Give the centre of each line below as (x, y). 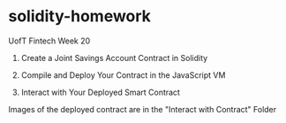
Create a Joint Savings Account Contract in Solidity (114, 58)
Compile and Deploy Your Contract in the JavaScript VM (123, 75)
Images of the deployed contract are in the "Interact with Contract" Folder (143, 109)
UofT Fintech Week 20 (49, 41)
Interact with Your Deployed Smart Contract (100, 92)
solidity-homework (80, 16)
